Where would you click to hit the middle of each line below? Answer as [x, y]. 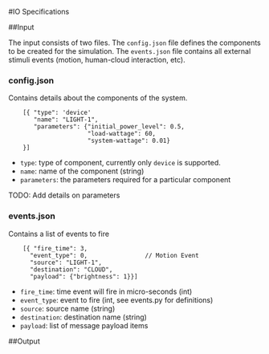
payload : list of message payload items [84, 325]
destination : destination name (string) [83, 317]
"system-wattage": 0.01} [129, 141]
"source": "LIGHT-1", [66, 262]
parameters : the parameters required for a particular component [125, 180]
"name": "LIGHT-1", [66, 120]
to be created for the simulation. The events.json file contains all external [130, 51]
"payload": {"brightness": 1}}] [84, 276]
